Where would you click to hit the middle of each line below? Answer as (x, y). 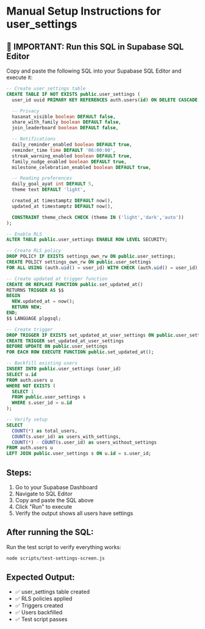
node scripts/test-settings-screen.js (56, 558)
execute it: (20, 77)
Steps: (19, 473)
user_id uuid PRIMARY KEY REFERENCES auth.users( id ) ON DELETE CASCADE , (106, 100)
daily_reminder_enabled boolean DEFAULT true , (72, 145)
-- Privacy (26, 111)
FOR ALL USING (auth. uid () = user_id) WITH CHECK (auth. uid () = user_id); (103, 268)
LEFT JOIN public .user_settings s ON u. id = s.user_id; (79, 454)
